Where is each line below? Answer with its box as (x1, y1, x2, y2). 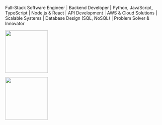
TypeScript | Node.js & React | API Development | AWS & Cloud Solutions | (5, 10, 158, 16)
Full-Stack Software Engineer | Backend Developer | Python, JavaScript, (5, 5, 153, 10)
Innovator (5, 20, 25, 26)
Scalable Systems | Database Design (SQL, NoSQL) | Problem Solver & (5, 15, 150, 21)
